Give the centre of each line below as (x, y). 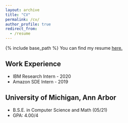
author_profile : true (28, 24)
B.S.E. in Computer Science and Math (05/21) (60, 110)
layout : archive (22, 10)
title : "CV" (18, 15)
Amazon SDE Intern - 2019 (40, 81)
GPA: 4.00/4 (25, 115)
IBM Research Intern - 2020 (42, 76)
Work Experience (33, 64)
